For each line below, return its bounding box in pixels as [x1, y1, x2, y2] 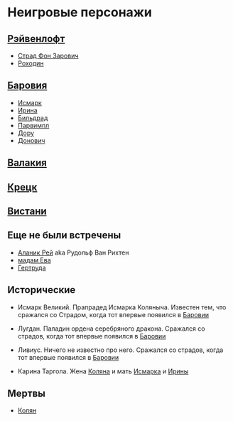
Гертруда [17, 263, 46, 272]
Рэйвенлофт [7, 33, 65, 45]
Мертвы [7, 388, 46, 399]
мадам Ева [17, 255, 51, 264]
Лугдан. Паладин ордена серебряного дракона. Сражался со [17, 324, 205, 333]
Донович [17, 136, 45, 144]
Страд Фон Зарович [17, 51, 79, 60]
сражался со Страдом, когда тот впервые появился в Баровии [17, 310, 210, 319]
